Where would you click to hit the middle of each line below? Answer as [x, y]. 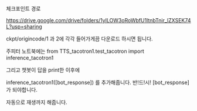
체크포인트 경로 [23, 9]
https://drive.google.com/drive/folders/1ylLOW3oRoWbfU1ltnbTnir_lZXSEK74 [98, 20]
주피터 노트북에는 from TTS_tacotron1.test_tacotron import [75, 51]
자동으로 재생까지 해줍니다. [37, 102]
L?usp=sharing [24, 26]
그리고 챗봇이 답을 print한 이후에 [43, 70]
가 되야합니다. [22, 90]
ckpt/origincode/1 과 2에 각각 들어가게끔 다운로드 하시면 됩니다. [80, 39]
